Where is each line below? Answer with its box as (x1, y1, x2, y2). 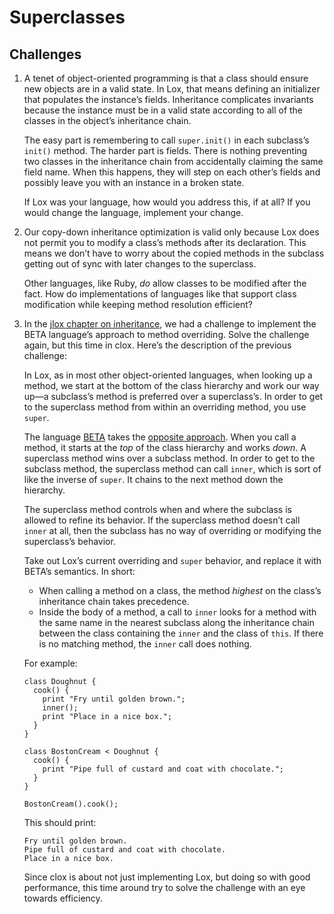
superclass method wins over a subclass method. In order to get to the (23, 452, 316, 464)
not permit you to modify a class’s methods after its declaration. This (23, 237, 307, 248)
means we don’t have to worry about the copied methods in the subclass (23, 247, 325, 259)
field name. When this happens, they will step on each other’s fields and (23, 166, 321, 178)
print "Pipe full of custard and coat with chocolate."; (42, 764, 285, 774)
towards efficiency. (23, 892, 103, 904)
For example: (23, 657, 78, 669)
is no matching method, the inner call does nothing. (38, 638, 252, 650)
